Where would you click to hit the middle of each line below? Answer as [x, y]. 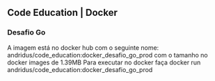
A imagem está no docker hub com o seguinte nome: [83, 47]
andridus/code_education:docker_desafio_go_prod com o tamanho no [107, 55]
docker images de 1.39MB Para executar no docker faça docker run [104, 62]
